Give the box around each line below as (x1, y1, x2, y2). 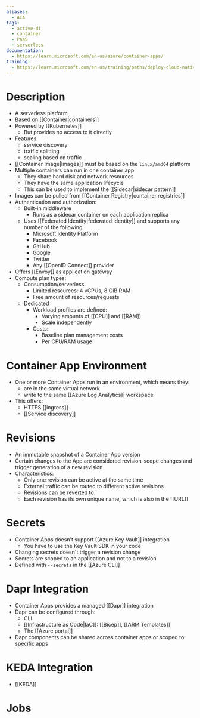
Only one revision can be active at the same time (23, 476, 143, 483)
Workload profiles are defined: (32, 306, 108, 313)
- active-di (11, 25, 42, 32)
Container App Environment (6, 359, 148, 372)
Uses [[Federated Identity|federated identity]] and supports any (23, 217, 180, 224)
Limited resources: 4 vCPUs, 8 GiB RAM (32, 287, 131, 294)
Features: (14, 135, 39, 142)
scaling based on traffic (23, 154, 82, 161)
